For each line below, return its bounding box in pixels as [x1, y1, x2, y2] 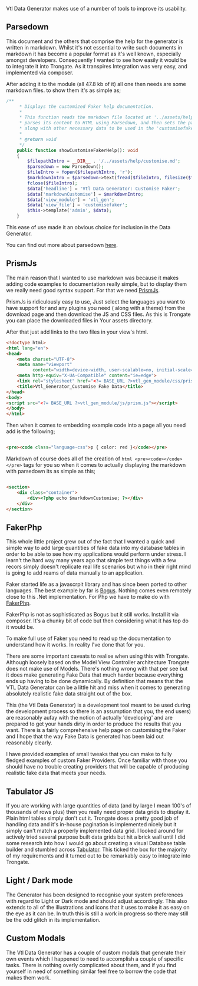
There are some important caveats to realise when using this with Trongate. [6, 652, 190, 659]
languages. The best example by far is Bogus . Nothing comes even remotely [6, 587, 192, 594]
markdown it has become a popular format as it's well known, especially [6, 50, 181, 57]
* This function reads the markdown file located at [19, 114, 151, 120]
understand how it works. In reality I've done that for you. [6, 641, 146, 648]
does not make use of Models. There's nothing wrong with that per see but [6, 665, 188, 672]
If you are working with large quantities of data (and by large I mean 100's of [6, 802, 192, 809]
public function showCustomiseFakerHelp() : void [16, 147, 138, 153]
